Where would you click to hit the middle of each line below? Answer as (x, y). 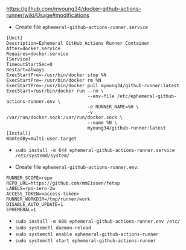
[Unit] (14, 38)
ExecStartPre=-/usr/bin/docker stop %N (56, 75)
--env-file (101, 96)
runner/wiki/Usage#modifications (48, 15)
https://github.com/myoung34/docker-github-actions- (74, 9)
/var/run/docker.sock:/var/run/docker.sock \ (64, 117)
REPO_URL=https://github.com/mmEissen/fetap (63, 183)
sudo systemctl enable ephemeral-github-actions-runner (87, 234)
